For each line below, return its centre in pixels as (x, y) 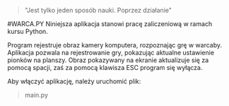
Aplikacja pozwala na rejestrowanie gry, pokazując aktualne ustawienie (111, 53)
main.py (36, 95)
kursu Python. (28, 31)
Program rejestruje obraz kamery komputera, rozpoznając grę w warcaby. (115, 45)
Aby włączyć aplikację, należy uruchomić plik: (74, 81)
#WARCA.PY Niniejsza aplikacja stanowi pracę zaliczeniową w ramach (110, 24)
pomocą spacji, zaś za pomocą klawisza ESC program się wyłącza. (105, 67)
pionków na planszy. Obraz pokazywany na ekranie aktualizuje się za (108, 60)
